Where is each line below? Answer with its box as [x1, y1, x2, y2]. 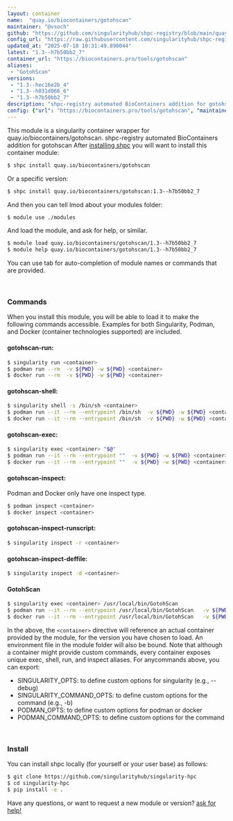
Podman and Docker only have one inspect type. [7, 489, 147, 498]
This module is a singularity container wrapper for [7, 126, 150, 134]
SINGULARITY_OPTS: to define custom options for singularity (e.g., [17, 676, 209, 685]
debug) [17, 683, 39, 692]
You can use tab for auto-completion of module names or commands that [7, 259, 217, 268]
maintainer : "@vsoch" [7, 23, 70, 30]
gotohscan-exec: [7, 430, 58, 439]
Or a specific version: [7, 174, 69, 183]
